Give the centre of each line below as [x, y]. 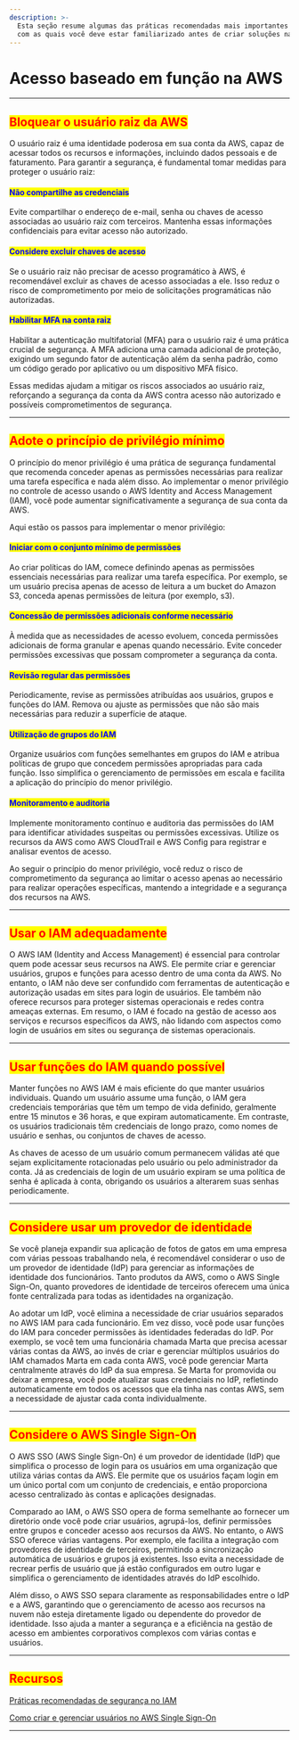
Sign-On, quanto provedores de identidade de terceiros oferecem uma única [149, 1286]
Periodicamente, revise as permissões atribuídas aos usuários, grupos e [141, 695]
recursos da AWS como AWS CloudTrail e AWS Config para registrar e [138, 841]
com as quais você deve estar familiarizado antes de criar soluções [149, 34]
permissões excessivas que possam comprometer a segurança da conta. [143, 654]
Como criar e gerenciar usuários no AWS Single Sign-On [113, 1718]
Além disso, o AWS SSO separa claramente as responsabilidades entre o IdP [149, 1595]
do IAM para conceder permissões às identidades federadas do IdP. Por [141, 1332]
